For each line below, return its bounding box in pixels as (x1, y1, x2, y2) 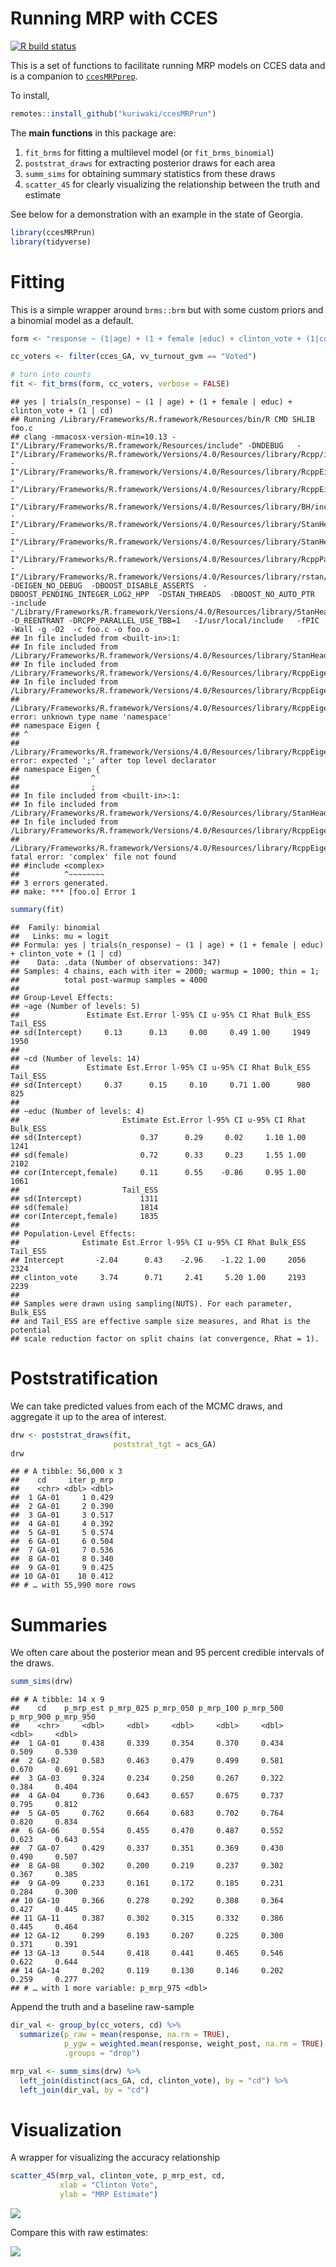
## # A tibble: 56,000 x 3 (10, 1467, 123, 1477)
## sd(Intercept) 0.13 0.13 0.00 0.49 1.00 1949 (10, 1027, 311, 1037)
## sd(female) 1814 (10, 1202, 159, 1212)
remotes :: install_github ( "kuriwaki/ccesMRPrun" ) (10, 108, 217, 119)
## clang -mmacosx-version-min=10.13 (10, 432, 168, 442)
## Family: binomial (10, 922, 101, 932)
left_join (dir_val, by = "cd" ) (19, 2085, 150, 2095)
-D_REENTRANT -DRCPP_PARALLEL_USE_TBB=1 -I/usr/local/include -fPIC (10, 616, 320, 626)
